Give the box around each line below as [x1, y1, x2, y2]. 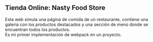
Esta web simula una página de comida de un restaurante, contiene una [5, 16, 148, 22]
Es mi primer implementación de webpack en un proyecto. [5, 31, 122, 37]
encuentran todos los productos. [5, 26, 70, 32]
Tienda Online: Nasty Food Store [5, 4, 105, 12]
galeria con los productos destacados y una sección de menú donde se [5, 21, 148, 27]
